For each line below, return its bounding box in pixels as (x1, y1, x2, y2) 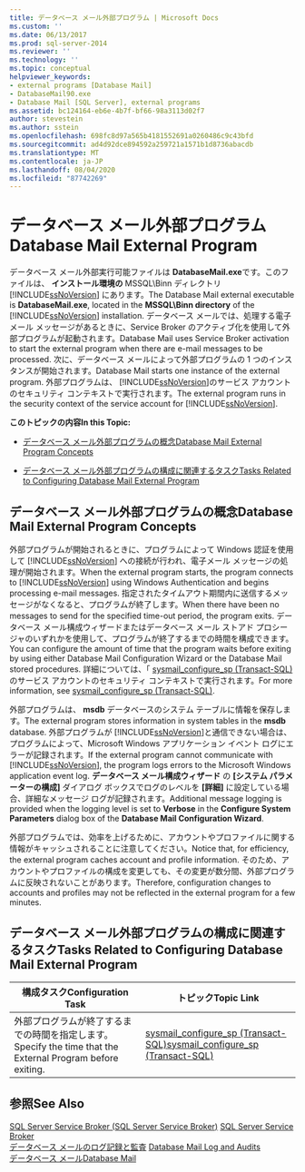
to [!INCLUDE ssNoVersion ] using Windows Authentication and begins (9, 577, 270, 587)
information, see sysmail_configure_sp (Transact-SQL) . (9, 685, 215, 695)
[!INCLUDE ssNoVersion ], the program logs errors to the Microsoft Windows (9, 760, 291, 770)
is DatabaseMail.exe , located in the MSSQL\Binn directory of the (9, 300, 255, 310)
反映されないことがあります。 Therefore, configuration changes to (25, 877, 271, 888)
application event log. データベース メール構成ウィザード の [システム (9, 771, 268, 781)
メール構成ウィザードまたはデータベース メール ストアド (43, 622, 254, 632)
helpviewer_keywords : (9, 73, 92, 82)
